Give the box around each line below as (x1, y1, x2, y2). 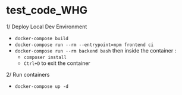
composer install (23, 54, 67, 60)
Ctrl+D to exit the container (23, 60, 90, 67)
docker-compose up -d (14, 83, 68, 89)
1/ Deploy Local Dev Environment (6, 23, 87, 30)
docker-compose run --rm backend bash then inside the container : (14, 47, 177, 54)
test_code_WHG (6, 4, 88, 17)
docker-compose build (14, 35, 68, 41)
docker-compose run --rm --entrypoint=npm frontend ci (14, 42, 154, 48)
